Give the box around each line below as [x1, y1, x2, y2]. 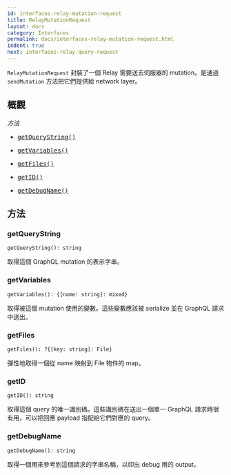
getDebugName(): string [7, 447, 76, 454]
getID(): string [7, 392, 54, 399]
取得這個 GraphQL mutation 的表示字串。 [7, 258, 123, 266]
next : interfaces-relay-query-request [7, 49, 119, 56]
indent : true [7, 42, 45, 49]
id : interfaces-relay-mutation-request [7, 10, 122, 17]
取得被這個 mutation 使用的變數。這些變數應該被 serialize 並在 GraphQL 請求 [7, 304, 225, 312]
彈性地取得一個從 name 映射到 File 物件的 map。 [7, 358, 145, 367]
